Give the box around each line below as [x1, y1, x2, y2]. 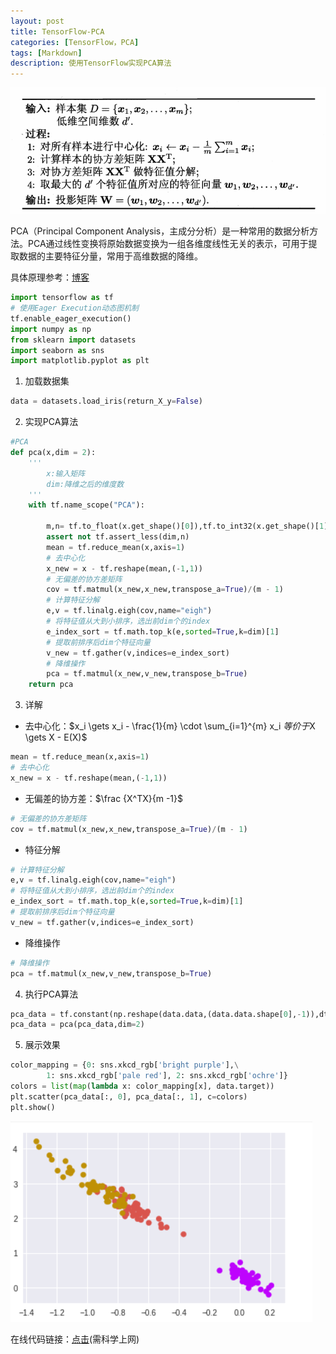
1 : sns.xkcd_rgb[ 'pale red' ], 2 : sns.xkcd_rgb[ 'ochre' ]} [46, 1071, 288, 1081]
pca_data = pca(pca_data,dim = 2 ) [10, 1020, 145, 1030]
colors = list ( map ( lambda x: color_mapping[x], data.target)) [10, 1081, 275, 1092]
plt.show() [10, 1102, 56, 1112]
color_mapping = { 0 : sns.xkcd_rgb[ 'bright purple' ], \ [10, 1060, 240, 1070]
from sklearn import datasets [10, 335, 137, 345]
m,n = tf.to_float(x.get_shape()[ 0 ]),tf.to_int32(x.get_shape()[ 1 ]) [46, 521, 333, 532]
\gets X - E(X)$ [24, 731, 88, 744]
